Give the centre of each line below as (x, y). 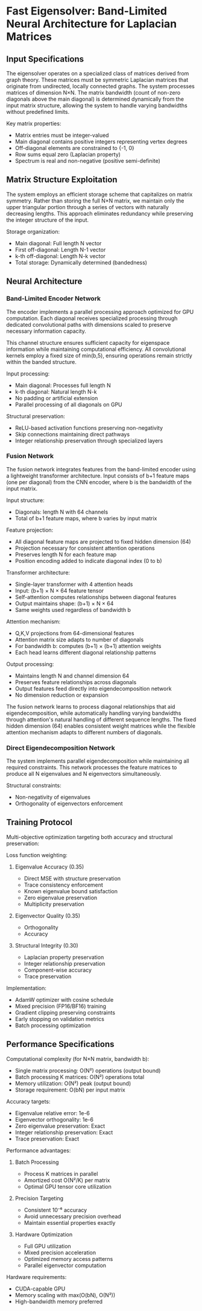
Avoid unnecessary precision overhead (73, 1216)
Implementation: (27, 988)
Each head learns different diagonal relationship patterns (86, 652)
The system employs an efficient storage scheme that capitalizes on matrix (99, 194)
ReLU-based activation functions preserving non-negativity (89, 428)
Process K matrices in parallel (61, 1174)
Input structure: (26, 500)
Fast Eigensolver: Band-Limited (87, 11)
